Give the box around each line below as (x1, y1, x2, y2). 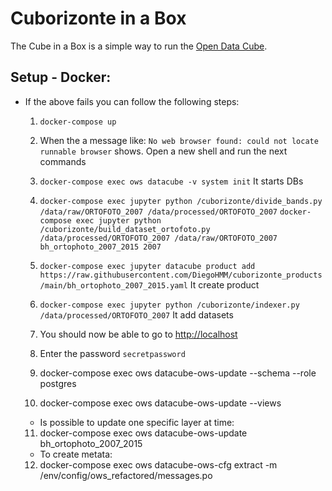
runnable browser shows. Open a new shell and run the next (39, 145, 288, 157)
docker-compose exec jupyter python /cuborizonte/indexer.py (39, 300, 300, 310)
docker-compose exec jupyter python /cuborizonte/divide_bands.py (39, 196, 323, 206)
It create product (189, 278, 260, 291)
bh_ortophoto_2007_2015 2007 (39, 242, 162, 252)
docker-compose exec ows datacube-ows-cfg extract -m (39, 458, 278, 471)
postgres (39, 377, 77, 389)
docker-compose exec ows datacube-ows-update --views (39, 397, 282, 409)
